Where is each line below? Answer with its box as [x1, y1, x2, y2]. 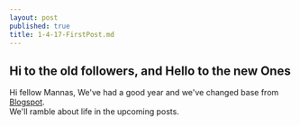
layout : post [9, 13, 59, 22]
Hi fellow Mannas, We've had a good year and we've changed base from [9, 87, 279, 98]
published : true [9, 22, 70, 31]
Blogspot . [9, 96, 45, 108]
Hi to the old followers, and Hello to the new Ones [9, 63, 291, 78]
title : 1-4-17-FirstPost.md [9, 30, 115, 39]
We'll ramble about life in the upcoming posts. [9, 106, 180, 117]
